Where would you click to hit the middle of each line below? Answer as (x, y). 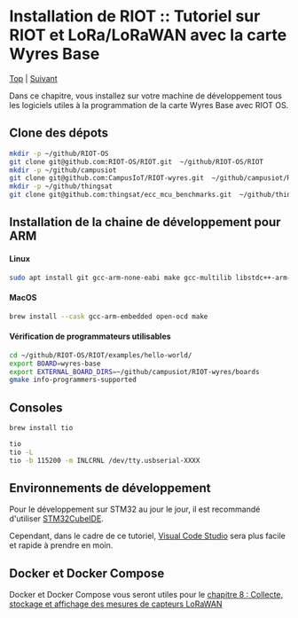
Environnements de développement (110, 488)
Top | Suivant (33, 78)
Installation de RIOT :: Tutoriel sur (135, 16)
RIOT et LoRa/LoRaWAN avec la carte (148, 35)
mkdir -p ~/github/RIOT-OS (59, 153)
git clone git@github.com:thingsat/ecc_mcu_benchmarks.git (121, 195)
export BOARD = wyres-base (55, 364)
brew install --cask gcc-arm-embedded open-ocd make (109, 317)
